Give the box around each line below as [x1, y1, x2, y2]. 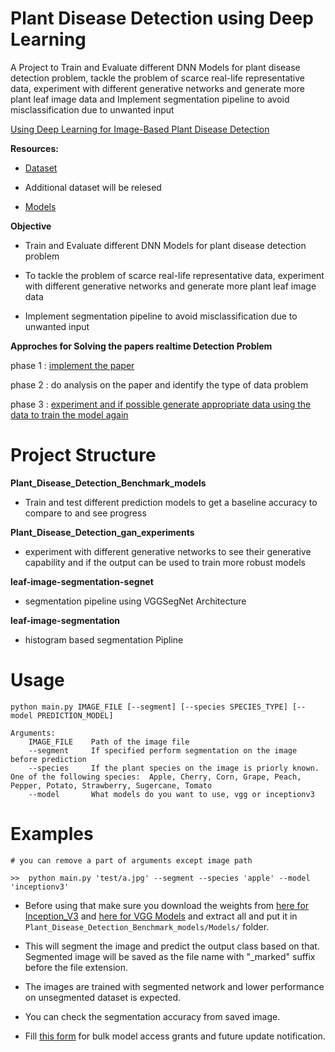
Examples [10, 823, 94, 845]
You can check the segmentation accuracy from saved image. [24, 1010, 281, 1022]
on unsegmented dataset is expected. [24, 991, 182, 1003]
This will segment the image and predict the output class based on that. [24, 940, 320, 952]
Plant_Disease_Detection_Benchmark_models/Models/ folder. [24, 920, 270, 932]
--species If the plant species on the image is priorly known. [28, 763, 320, 773]
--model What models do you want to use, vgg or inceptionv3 [28, 789, 315, 799]
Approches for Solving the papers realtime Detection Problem [10, 340, 273, 352]
